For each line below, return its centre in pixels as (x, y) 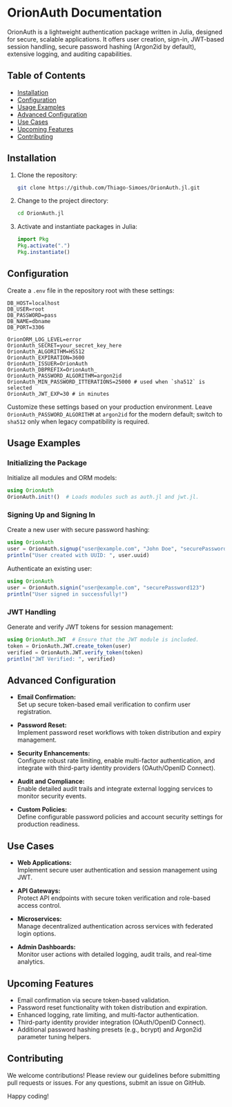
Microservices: (39, 919)
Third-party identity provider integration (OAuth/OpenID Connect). (111, 1022)
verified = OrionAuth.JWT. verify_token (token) (75, 652)
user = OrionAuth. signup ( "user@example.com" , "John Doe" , (92, 549)
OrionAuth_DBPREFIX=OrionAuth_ (52, 369)
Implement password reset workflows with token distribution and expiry (119, 733)
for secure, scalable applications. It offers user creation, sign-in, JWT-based (116, 39)
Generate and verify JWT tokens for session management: (90, 627)
